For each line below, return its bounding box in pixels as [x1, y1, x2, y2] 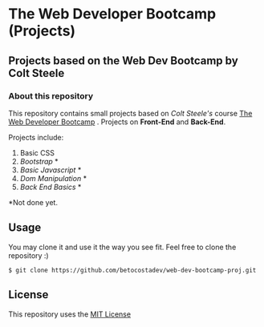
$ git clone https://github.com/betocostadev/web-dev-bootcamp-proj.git [8, 266, 257, 274]
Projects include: [8, 132, 64, 142]
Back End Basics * [19, 182, 82, 192]
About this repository [8, 90, 94, 101]
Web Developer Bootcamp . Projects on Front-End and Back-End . [8, 117, 226, 127]
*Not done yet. [8, 197, 59, 207]
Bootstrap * [19, 156, 59, 166]
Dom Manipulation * [19, 173, 87, 183]
